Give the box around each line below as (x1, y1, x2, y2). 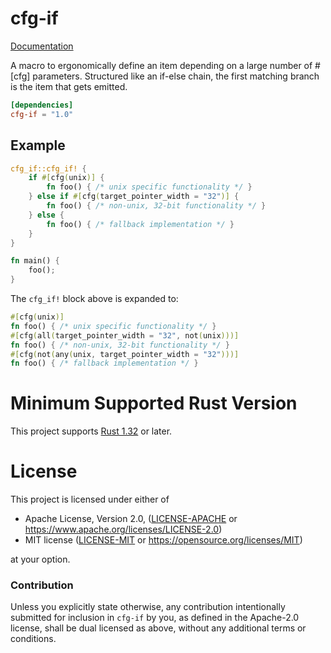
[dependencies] (10, 100, 74, 110)
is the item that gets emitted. (10, 80, 128, 92)
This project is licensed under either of (10, 493, 170, 506)
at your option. (10, 553, 71, 566)
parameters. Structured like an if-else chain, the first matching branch (32, 70, 320, 82)
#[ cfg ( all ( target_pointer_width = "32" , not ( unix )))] (10, 330, 240, 341)
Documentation (10, 40, 74, 52)
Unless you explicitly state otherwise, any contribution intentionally (10, 601, 286, 613)
